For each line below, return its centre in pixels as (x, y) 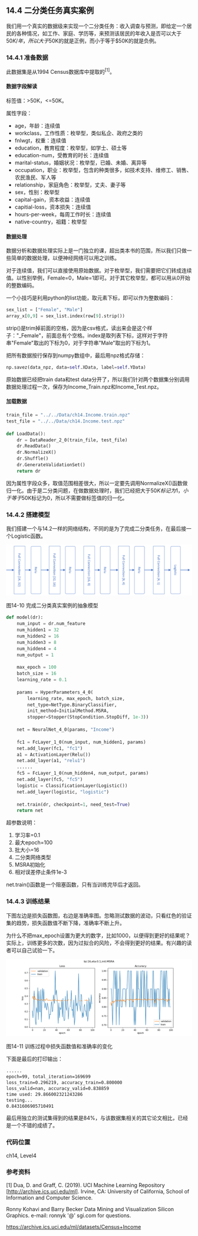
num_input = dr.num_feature (51, 624)
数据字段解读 (22, 86)
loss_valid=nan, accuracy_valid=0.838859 (58, 1089)
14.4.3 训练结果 (28, 902)
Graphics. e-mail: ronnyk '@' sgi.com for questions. (69, 1215)
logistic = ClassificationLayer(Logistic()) (72, 785)
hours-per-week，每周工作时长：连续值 (63, 214)
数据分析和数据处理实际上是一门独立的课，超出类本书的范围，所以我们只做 (96, 251)
